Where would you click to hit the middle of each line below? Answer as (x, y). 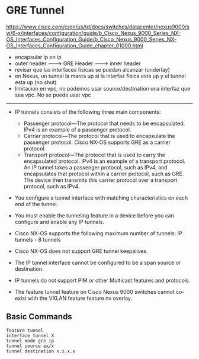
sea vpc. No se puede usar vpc (53, 95)
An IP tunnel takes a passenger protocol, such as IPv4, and (95, 167)
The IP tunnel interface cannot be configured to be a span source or (98, 262)
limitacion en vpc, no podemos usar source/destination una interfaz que (102, 88)
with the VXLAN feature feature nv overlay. (80, 298)
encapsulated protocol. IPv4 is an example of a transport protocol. (104, 161)
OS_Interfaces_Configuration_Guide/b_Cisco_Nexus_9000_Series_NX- (92, 39)
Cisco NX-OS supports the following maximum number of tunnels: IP (98, 233)
